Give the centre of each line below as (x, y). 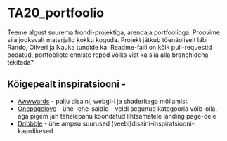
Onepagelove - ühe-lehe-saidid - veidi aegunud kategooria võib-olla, (117, 108)
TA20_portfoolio (56, 13)
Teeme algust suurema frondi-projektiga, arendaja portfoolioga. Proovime (113, 32)
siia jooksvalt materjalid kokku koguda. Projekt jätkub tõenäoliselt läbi (108, 39)
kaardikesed (35, 130)
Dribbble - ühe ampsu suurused (64, 123)
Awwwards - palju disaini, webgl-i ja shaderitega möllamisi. (103, 101)
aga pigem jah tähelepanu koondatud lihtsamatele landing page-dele (117, 116)
